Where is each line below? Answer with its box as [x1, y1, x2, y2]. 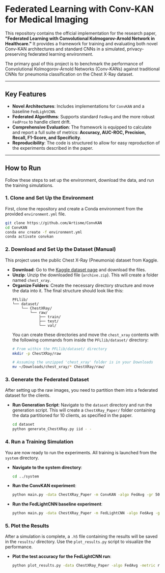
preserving [5, 51, 27, 57]
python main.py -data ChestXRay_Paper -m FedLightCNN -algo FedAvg [12, 511, 154, 516]
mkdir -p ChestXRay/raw [12, 351, 61, 356]
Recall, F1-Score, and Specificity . [12, 135, 82, 140]
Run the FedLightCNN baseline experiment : [12, 501, 103, 507]
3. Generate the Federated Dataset [5, 376, 89, 383]
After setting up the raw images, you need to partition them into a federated [5, 387, 158, 393]
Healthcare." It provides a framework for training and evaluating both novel [5, 40, 158, 46]
